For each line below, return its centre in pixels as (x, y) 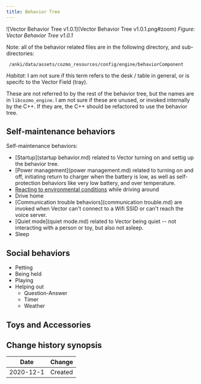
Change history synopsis (54, 345)
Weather (34, 306)
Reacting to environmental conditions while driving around (87, 189)
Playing (24, 281)
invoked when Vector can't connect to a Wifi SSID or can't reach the (99, 209)
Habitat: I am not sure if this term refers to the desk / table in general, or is (98, 75)
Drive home (29, 196)
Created (61, 372)
